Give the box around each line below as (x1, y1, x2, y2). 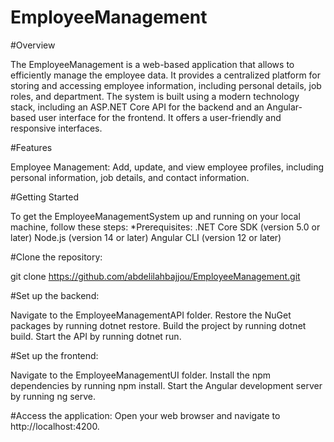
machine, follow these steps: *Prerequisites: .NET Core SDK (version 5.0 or (10, 221, 321, 233)
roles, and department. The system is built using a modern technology (10, 90, 300, 102)
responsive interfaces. (10, 122, 103, 134)
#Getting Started (10, 191, 79, 203)
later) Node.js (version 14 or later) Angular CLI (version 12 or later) (10, 231, 282, 243)
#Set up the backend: (10, 289, 100, 301)
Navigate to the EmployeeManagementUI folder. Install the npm (10, 369, 272, 381)
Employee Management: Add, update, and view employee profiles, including (10, 161, 325, 173)
